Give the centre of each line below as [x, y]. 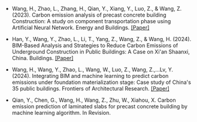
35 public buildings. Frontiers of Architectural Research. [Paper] [90, 88]
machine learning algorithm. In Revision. [61, 113]
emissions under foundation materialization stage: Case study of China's [101, 82]
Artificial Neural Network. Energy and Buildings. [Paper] [81, 27]
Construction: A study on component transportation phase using [91, 21]
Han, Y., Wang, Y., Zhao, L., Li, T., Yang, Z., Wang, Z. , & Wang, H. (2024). [101, 39]
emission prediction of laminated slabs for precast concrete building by [99, 106]
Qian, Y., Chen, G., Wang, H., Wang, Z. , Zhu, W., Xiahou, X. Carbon [94, 100]
